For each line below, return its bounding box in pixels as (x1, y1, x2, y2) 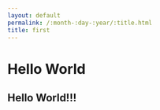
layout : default (7, 11, 61, 20)
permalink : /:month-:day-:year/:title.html (7, 19, 153, 27)
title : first (7, 26, 50, 34)
